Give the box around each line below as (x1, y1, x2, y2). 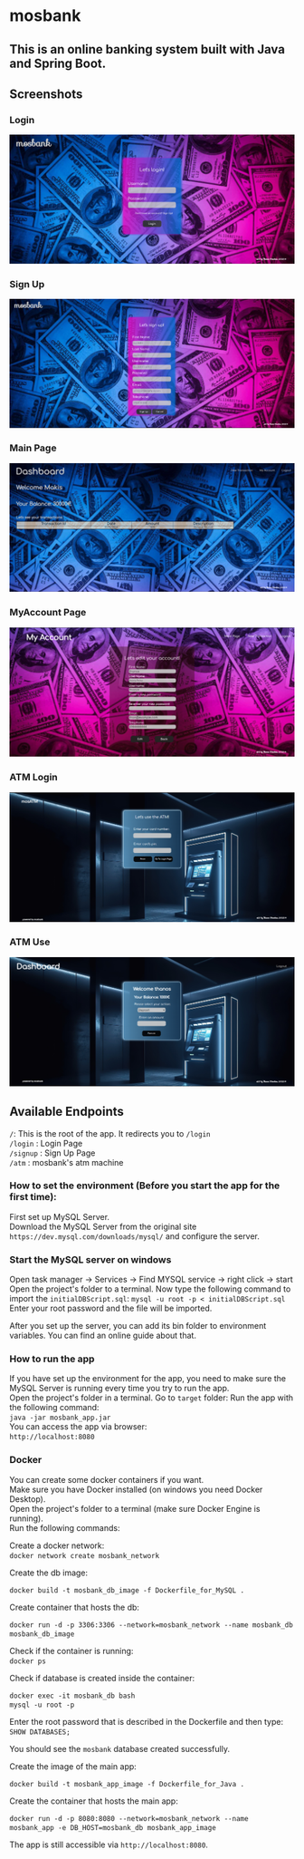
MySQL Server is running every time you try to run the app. (9, 1383, 230, 1394)
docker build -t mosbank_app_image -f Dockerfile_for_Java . (9, 1779, 245, 1788)
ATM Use (9, 935, 51, 948)
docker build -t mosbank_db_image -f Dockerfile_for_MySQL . (9, 1585, 245, 1595)
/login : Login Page (9, 1138, 83, 1148)
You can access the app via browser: (9, 1421, 147, 1432)
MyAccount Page (9, 606, 87, 619)
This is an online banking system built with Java (9, 42, 285, 57)
